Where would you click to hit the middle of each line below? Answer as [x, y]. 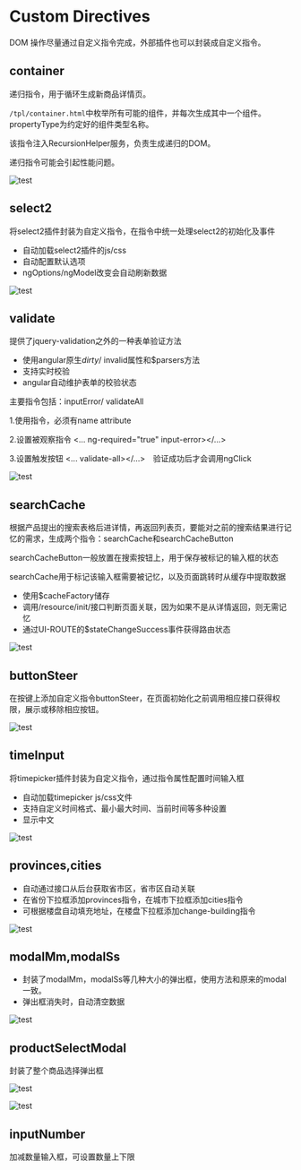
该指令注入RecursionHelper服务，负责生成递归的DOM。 [112, 143]
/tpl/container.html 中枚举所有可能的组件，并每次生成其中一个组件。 [138, 113]
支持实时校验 [46, 371]
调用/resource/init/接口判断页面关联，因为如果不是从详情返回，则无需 [150, 607]
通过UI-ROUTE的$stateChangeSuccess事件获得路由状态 [126, 630]
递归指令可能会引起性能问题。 [64, 162]
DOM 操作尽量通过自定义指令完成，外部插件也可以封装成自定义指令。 [138, 42]
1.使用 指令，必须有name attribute [70, 421]
